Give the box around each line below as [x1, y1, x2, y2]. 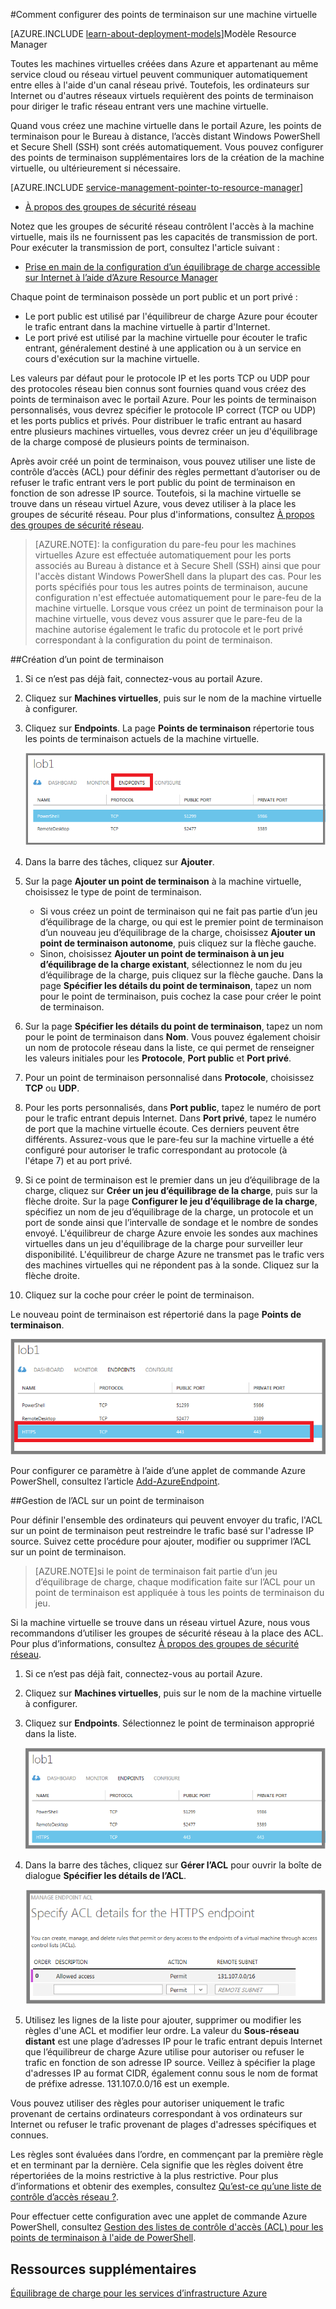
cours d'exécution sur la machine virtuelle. [24, 353, 200, 364]
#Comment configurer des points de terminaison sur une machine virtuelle [10, 9, 318, 20]
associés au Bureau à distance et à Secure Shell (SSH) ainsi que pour [34, 560, 322, 571]
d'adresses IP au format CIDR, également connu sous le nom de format [24, 2067, 318, 2079]
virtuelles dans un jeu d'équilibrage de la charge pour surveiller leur [24, 1238, 303, 1250]
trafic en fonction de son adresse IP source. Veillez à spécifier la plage [24, 2057, 316, 2069]
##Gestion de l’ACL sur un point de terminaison [10, 1494, 205, 1506]
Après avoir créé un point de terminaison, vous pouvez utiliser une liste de [10, 455, 316, 467]
